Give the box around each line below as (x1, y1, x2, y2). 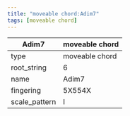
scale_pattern (11, 96, 57, 106)
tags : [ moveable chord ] (7, 17, 78, 24)
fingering (11, 85, 41, 95)
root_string (11, 63, 47, 72)
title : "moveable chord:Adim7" (7, 10, 100, 18)
